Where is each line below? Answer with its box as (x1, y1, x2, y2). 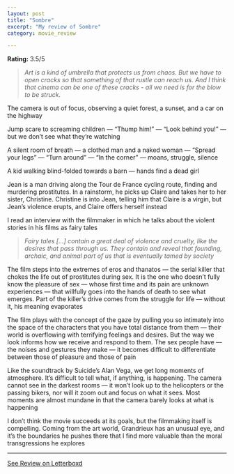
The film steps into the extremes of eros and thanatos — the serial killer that (7, 266, 225, 274)
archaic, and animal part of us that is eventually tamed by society (24, 252, 214, 260)
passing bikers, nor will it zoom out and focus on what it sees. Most (7, 388, 201, 397)
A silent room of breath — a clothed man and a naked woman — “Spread (7, 146, 216, 154)
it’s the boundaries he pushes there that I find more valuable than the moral (7, 431, 223, 440)
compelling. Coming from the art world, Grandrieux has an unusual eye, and (7, 425, 225, 433)
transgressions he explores (7, 439, 86, 448)
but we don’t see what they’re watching (7, 132, 120, 141)
